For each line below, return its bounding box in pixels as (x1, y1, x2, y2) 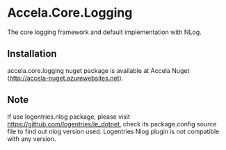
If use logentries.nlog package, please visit (7, 112, 131, 121)
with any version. (7, 134, 56, 143)
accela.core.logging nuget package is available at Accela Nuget (7, 66, 190, 74)
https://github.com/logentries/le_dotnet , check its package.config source (7, 119, 217, 128)
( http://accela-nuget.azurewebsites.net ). (7, 74, 124, 82)
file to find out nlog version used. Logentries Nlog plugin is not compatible (7, 127, 220, 135)
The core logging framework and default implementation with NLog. (7, 28, 202, 36)
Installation (7, 48, 57, 60)
